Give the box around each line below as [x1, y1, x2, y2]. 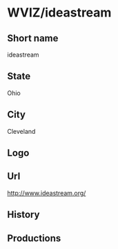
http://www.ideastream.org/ [7, 188, 86, 197]
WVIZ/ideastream [7, 5, 112, 21]
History [7, 209, 40, 221]
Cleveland [7, 127, 36, 135]
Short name [7, 32, 59, 44]
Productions [7, 232, 61, 244]
